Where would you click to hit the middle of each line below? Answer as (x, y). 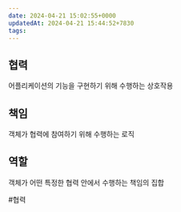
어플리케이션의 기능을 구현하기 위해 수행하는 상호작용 (91, 86)
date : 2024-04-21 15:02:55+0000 (62, 16)
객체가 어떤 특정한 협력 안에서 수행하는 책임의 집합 (86, 182)
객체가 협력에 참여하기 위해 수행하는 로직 (71, 134)
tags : (17, 30)
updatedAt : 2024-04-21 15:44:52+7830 (71, 23)
